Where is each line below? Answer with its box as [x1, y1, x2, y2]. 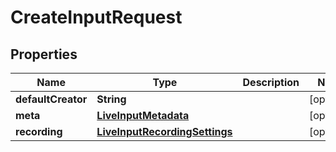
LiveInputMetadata [96, 109, 190, 122]
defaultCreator [15, 92, 88, 106]
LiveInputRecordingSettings [96, 125, 233, 138]
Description [242, 76, 300, 89]
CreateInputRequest [10, 6, 183, 29]
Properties [10, 46, 78, 63]
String [96, 92, 127, 106]
